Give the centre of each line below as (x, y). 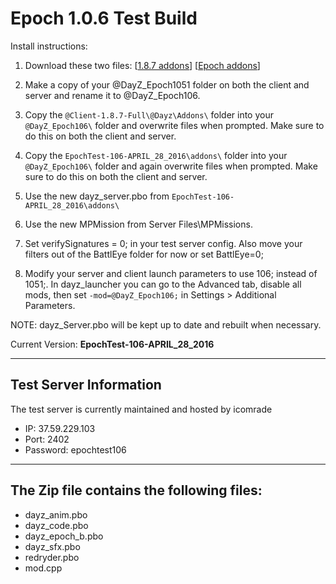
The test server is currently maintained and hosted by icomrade (141, 409)
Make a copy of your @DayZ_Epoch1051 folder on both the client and (167, 84)
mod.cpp (43, 568)
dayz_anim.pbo (56, 514)
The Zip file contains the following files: (136, 490)
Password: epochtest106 (75, 449)
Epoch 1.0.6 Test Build (104, 18)
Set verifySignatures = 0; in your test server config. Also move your (163, 243)
